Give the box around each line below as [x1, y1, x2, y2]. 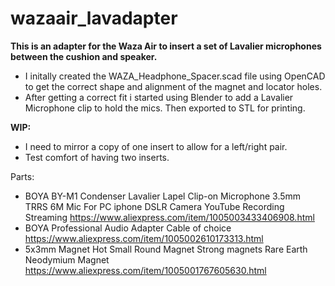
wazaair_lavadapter [10, 7, 178, 30]
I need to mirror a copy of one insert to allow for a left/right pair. [24, 140, 288, 152]
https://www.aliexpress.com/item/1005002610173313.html [24, 232, 264, 244]
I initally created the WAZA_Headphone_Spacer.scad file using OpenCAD [24, 70, 326, 82]
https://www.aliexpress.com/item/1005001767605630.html [24, 264, 267, 276]
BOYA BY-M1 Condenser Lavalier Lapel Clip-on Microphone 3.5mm [24, 190, 302, 202]
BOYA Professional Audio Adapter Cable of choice [24, 222, 232, 234]
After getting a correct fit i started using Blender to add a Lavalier [24, 91, 294, 103]
